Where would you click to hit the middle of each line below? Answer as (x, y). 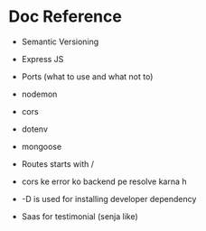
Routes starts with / (58, 163)
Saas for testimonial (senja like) (80, 216)
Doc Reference (66, 17)
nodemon (39, 94)
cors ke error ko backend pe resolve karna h (104, 181)
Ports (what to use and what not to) (87, 76)
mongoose (42, 146)
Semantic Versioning (60, 42)
